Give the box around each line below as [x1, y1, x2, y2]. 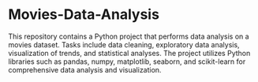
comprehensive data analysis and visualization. [8, 65, 162, 74]
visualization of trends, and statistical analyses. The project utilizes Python [8, 48, 251, 58]
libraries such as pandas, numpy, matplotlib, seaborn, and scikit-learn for [8, 57, 246, 66]
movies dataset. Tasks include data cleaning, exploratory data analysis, [8, 39, 240, 49]
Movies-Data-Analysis [8, 6, 160, 24]
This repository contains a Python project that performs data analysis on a [8, 32, 250, 41]
